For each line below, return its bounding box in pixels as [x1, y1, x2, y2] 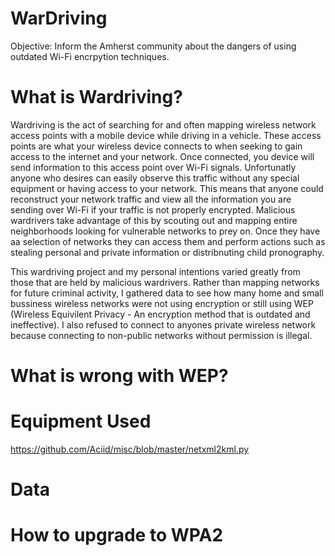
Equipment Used [10, 410, 152, 433]
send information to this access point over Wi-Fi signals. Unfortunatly [10, 161, 297, 173]
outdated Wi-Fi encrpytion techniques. [10, 50, 170, 62]
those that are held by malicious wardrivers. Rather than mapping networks [10, 276, 320, 288]
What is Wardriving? [10, 86, 183, 109]
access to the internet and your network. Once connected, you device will [10, 150, 315, 162]
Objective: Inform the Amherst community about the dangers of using [10, 40, 297, 52]
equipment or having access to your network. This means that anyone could [10, 182, 324, 194]
